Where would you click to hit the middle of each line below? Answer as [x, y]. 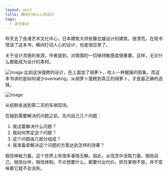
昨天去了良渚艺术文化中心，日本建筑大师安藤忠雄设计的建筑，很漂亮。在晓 [82, 38]
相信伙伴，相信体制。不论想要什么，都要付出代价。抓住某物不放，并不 [86, 162]
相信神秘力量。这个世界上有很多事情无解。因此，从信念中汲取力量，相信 [79, 156]
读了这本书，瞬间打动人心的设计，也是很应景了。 [60, 45]
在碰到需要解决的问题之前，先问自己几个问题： [53, 116]
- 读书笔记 [19, 24]
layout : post [19, 10]
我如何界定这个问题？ [34, 132]
